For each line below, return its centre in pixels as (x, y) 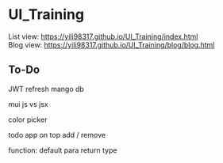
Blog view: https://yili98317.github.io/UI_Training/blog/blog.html (111, 44)
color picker (28, 119)
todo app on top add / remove (57, 135)
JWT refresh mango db (46, 89)
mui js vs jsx (29, 104)
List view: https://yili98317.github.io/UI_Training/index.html (103, 36)
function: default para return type (63, 150)
